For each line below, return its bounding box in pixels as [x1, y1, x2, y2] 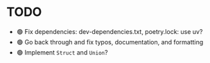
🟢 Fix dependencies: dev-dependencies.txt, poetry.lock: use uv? [16, 27, 203, 35]
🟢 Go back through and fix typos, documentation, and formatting [16, 37, 204, 46]
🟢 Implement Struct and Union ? [16, 48, 108, 56]
